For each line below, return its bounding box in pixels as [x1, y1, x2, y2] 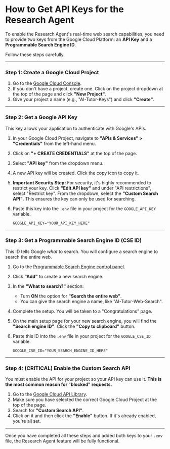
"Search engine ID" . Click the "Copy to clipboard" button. [12, 323, 136, 329]
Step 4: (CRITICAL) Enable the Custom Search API [5, 365, 131, 372]
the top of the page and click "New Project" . [12, 91, 106, 97]
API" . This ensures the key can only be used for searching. [12, 195, 136, 202]
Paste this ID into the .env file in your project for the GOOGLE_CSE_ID [12, 333, 151, 339]
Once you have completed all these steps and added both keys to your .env [5, 433, 163, 439]
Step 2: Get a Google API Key [5, 114, 77, 121]
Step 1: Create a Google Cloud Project [5, 69, 99, 76]
